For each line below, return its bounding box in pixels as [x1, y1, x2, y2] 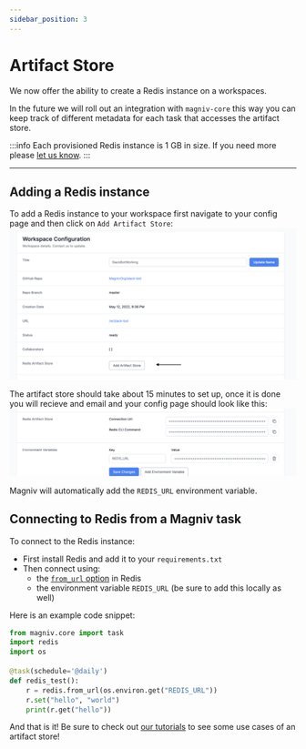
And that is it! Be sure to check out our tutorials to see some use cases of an [9, 722, 296, 733]
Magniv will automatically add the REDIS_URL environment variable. [9, 485, 258, 496]
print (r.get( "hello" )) [25, 705, 112, 714]
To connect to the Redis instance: [9, 535, 135, 546]
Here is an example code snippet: [9, 610, 136, 621]
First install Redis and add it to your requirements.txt [22, 553, 223, 564]
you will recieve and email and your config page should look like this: [9, 399, 268, 410]
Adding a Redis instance [9, 184, 150, 199]
